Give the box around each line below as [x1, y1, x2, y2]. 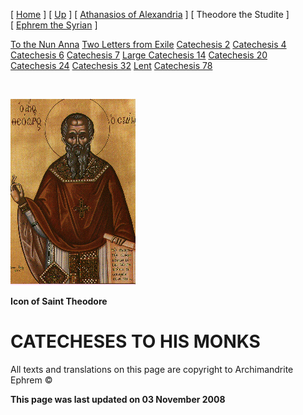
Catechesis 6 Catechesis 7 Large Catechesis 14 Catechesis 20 [10, 49, 268, 61]
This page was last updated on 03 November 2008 [10, 393, 226, 405]
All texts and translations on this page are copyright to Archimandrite [10, 363, 294, 375]
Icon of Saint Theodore [10, 295, 108, 307]
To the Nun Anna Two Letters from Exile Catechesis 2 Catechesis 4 [10, 39, 287, 50]
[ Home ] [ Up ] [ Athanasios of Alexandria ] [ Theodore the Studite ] [10, 9, 290, 20]
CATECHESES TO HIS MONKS [10, 330, 261, 353]
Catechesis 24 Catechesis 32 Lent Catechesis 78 [10, 60, 213, 71]
